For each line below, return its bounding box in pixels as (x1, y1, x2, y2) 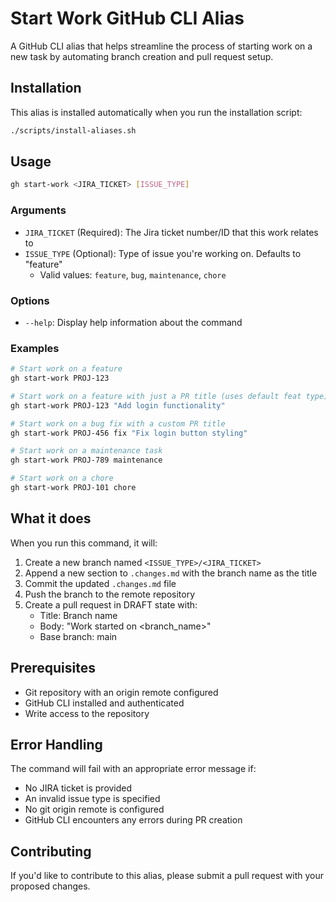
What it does (10, 510, 92, 527)
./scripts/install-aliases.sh (10, 125, 137, 136)
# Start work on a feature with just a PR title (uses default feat (10, 391, 302, 401)
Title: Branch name (39, 609, 118, 621)
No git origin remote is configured (24, 803, 165, 816)
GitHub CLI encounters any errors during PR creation (24, 814, 243, 826)
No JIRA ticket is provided (24, 782, 133, 794)
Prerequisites (10, 660, 96, 677)
